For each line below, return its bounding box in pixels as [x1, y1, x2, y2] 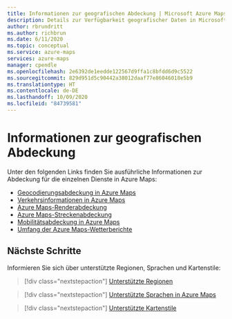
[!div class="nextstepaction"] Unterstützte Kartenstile [23, 304, 177, 312]
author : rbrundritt [7, 23, 64, 30]
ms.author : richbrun [7, 29, 67, 37]
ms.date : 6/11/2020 [7, 36, 64, 43]
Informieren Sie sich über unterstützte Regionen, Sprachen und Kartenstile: [7, 264, 221, 272]
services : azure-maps [7, 55, 70, 62]
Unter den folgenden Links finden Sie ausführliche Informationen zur [7, 167, 202, 176]
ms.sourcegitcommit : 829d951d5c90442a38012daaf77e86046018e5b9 [7, 74, 193, 82]
